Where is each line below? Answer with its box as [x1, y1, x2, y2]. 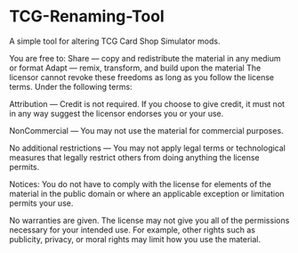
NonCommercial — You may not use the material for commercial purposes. [9, 125, 284, 135]
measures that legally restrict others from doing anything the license [9, 151, 260, 162]
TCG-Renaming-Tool [9, 6, 165, 27]
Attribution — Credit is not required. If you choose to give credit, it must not [9, 98, 286, 109]
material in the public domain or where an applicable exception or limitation [9, 188, 285, 199]
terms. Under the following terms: [9, 81, 133, 92]
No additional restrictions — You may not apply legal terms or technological [9, 143, 286, 153]
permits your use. [9, 198, 74, 208]
